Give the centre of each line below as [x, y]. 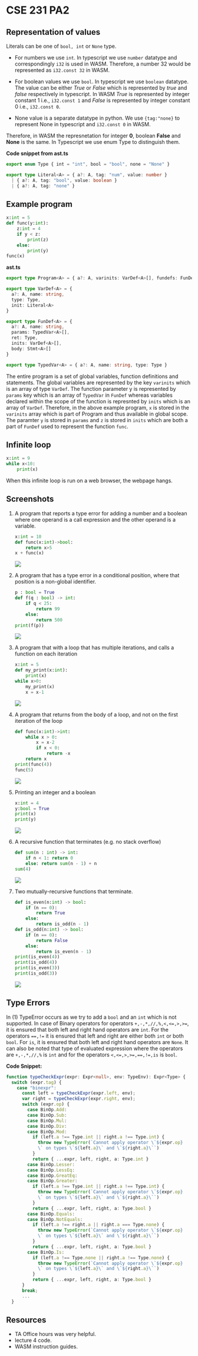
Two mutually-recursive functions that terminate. [74, 891]
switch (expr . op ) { [45, 1104]
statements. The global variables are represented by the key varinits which [98, 382]
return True [51, 913]
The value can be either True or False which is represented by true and [101, 88]
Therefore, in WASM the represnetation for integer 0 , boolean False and [93, 136]
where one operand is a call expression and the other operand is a [95, 519]
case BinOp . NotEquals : [55, 1219]
